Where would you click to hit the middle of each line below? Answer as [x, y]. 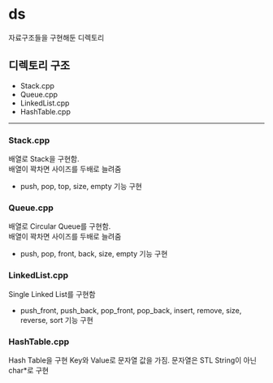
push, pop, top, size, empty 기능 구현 [81, 187]
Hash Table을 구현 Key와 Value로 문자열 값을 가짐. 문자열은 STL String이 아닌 [133, 360]
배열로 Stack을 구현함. [44, 159]
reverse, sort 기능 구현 [56, 320]
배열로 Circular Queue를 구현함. [60, 226]
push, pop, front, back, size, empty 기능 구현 [94, 254]
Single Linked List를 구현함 [52, 294]
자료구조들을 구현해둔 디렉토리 [56, 37]
